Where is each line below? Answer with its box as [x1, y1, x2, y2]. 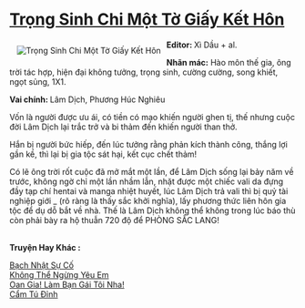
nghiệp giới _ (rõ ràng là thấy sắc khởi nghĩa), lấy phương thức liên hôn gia [9, 195, 287, 206]
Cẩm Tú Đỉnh [9, 288, 58, 300]
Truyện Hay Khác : [9, 241, 81, 252]
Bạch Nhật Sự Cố [9, 260, 75, 271]
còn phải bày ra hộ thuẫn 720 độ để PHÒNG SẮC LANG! [9, 214, 220, 225]
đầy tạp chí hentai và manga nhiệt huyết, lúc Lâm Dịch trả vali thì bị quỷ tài [9, 185, 289, 196]
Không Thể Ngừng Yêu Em [9, 269, 109, 280]
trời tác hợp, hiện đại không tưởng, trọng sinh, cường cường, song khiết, [9, 67, 279, 77]
